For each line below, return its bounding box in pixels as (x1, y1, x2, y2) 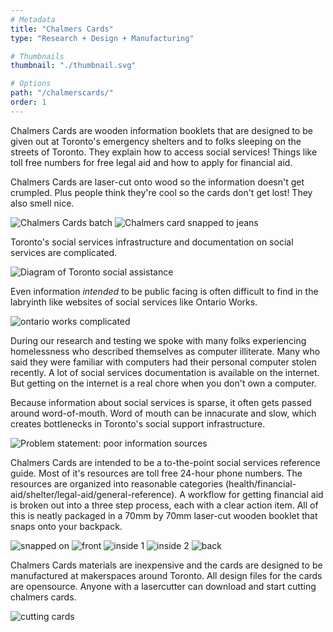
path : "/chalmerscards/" (10, 88, 114, 98)
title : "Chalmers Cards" (10, 24, 114, 34)
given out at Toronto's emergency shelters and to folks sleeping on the (10, 135, 302, 147)
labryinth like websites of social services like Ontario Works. (10, 296, 258, 308)
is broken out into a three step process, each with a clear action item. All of (10, 499, 319, 511)
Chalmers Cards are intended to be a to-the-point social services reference (10, 456, 321, 468)
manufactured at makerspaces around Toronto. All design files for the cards (10, 569, 323, 581)
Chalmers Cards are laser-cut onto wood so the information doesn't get (10, 176, 305, 188)
